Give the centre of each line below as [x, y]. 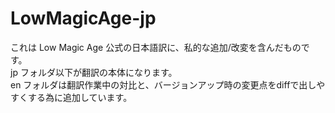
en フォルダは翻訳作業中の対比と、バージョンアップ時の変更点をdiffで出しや [168, 84]
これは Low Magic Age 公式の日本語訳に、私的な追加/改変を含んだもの [156, 47]
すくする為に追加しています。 [71, 97]
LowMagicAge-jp [83, 18]
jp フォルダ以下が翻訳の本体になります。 [94, 72]
